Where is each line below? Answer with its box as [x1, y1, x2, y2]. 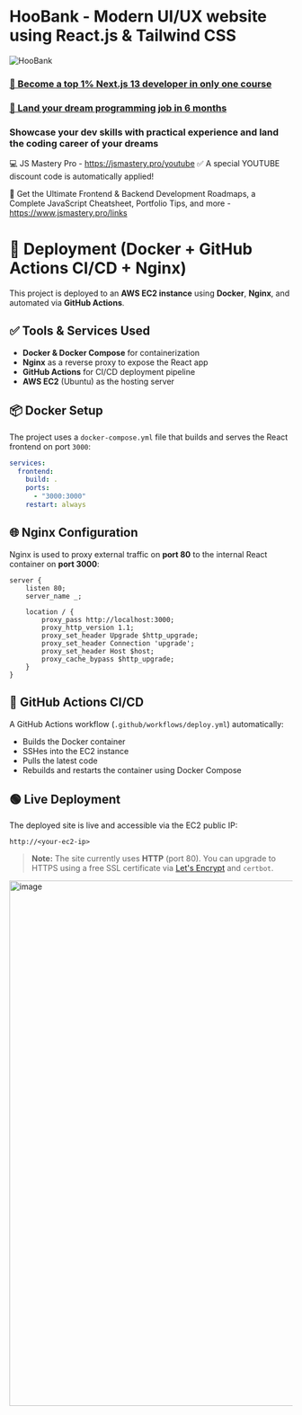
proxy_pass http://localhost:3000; [41, 615, 175, 624]
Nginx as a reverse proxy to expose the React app [22, 357, 209, 368]
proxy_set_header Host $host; [41, 646, 155, 655]
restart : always [25, 501, 87, 510]
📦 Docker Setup [9, 403, 103, 419]
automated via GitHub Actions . [9, 298, 125, 308]
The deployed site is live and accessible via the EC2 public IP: [9, 820, 238, 831]
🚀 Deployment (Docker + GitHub [9, 239, 253, 260]
